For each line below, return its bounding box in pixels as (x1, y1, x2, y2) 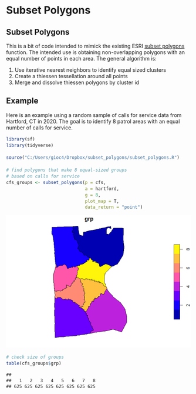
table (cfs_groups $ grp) (6, 360, 62, 366)
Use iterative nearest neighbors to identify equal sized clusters (14, 66, 166, 74)
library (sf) (6, 136, 35, 142)
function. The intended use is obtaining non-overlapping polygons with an (6, 49, 185, 56)
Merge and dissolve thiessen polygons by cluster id (14, 79, 140, 86)
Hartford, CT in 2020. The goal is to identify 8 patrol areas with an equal (6, 118, 180, 125)
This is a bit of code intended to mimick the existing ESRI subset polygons (6, 42, 185, 49)
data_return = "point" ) (85, 204, 143, 211)
